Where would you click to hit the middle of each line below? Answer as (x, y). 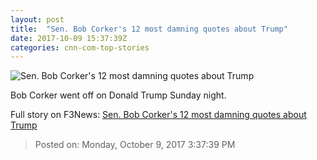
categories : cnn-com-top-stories (80, 47)
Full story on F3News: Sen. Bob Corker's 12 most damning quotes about (158, 115)
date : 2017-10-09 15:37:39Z (69, 38)
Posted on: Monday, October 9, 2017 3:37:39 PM (135, 145)
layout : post (37, 19)
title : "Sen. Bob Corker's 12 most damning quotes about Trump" (149, 29)
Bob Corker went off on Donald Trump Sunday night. (118, 95)
